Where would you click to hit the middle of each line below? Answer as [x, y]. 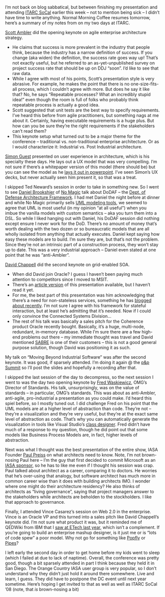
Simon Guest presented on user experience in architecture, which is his [77, 156]
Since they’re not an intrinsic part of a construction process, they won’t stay [82, 244]
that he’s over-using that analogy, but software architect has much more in [80, 476]
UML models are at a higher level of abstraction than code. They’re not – [78, 409]
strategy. [14, 37]
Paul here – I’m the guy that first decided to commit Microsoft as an [88, 460]
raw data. [22, 73]
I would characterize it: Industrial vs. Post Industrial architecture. [77, 147]
